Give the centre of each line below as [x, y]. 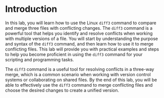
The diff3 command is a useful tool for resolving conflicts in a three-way [80, 69]
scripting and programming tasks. [40, 59]
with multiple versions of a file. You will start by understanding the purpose [82, 39]
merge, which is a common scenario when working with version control [78, 74]
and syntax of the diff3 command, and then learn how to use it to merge [79, 44]
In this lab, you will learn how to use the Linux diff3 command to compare [81, 23]
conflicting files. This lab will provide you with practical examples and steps [82, 49]
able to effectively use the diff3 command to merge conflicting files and [79, 85]
